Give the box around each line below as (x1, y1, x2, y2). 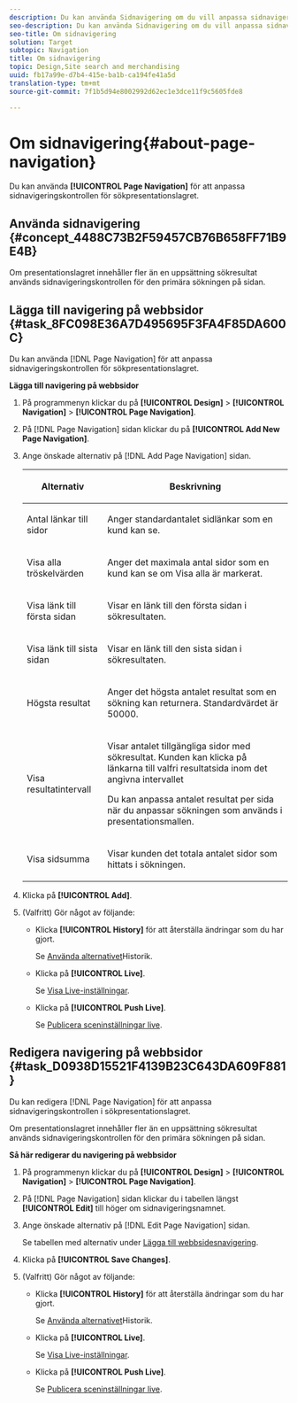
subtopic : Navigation (9, 46, 89, 55)
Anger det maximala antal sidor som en (107, 556, 270, 569)
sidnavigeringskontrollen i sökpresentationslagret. (9, 1105, 192, 1116)
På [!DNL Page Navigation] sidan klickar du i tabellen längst (21, 1193, 239, 1204)
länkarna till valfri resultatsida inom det (107, 763, 268, 775)
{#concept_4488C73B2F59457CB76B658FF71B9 (9, 229, 287, 244)
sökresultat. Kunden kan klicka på (107, 751, 247, 764)
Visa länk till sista (26, 643, 99, 655)
